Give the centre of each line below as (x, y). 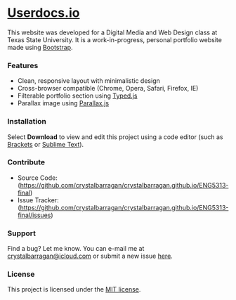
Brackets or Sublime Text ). (46, 144)
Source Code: (37, 178)
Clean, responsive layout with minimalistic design (88, 81)
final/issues (34, 215)
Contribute (26, 162)
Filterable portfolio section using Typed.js (77, 96)
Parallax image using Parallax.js (63, 103)
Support (22, 233)
